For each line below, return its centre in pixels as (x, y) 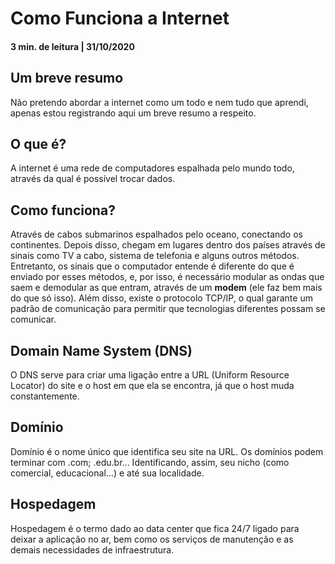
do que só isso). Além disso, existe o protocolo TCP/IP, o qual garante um (161, 298)
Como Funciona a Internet (120, 18)
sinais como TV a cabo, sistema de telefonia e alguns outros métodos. (155, 256)
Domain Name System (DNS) (101, 350)
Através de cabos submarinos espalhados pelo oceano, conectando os (156, 234)
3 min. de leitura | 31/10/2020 (72, 46)
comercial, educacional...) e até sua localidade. (107, 473)
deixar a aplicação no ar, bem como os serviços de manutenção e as (152, 539)
